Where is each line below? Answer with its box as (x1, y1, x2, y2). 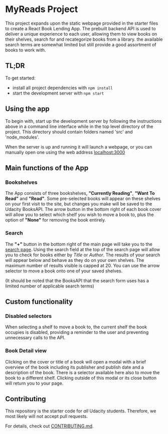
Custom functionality (5, 297, 73, 306)
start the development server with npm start (12, 90, 104, 96)
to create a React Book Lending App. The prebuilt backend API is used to (5, 25, 156, 31)
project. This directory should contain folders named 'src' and (5, 128, 133, 134)
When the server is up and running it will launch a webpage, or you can (5, 143, 152, 150)
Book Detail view (5, 347, 47, 354)
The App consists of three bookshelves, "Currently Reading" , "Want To (5, 190, 155, 196)
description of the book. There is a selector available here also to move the (5, 369, 160, 376)
